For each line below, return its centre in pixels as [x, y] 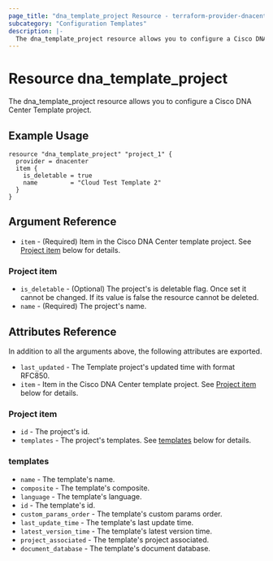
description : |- [36, 31]
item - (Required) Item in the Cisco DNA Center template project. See [136, 241]
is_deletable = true [58, 176]
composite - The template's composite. [85, 488]
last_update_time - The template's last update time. [107, 522]
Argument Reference [63, 222]
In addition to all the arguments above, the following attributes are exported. [135, 351]
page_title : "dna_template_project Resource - [89, 16]
